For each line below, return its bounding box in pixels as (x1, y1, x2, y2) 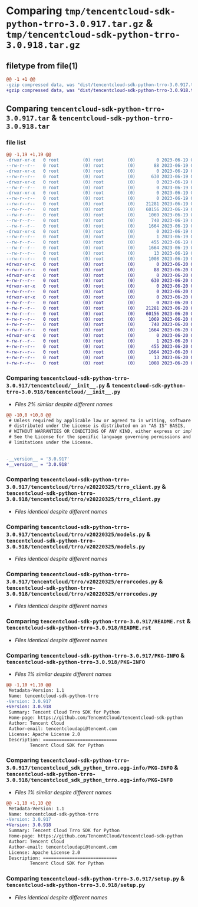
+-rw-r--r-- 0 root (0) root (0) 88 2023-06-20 (6, 267, 189, 272)
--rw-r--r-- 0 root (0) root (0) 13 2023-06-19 (6, 251, 189, 257)
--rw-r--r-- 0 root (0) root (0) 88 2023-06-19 (6, 163, 189, 169)
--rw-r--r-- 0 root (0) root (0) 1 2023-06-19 (6, 234, 189, 240)
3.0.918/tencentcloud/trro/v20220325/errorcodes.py (6, 591, 158, 597)
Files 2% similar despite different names (14, 400, 113, 408)
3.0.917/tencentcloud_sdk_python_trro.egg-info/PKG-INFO (6, 765, 173, 771)
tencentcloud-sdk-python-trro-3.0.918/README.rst (6, 625, 151, 632)
